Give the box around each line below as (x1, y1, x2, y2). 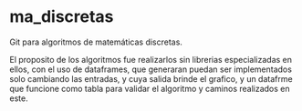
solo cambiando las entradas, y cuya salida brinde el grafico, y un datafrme (9, 73, 294, 84)
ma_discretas (9, 6, 114, 27)
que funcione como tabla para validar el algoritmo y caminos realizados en (9, 83, 290, 94)
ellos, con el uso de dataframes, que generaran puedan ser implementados (9, 64, 292, 75)
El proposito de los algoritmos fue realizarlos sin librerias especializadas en (9, 54, 293, 65)
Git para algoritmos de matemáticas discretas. (9, 36, 182, 47)
